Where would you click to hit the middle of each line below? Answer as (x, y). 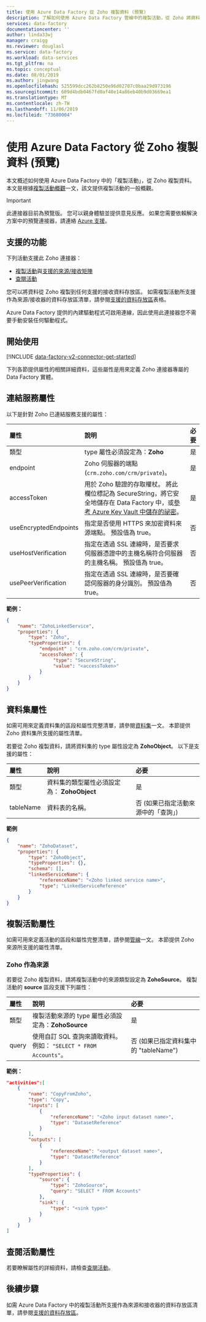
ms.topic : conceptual (34, 69)
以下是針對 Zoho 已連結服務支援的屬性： (57, 414)
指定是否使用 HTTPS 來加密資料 (130, 523)
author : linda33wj (30, 35)
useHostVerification (38, 553)
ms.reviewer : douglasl (35, 47)
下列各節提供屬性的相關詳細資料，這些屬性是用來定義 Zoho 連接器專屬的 (97, 369)
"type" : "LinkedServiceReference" (83, 886)
